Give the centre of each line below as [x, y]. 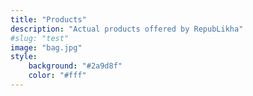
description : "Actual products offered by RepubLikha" [127, 29]
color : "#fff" [57, 76]
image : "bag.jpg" [46, 47]
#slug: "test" [40, 38]
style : [24, 57]
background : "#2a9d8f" [75, 66]
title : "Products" [48, 19]
